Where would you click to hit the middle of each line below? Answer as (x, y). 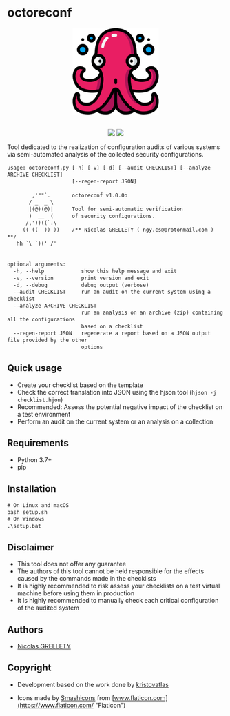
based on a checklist (112, 326)
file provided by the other (48, 340)
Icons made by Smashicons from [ (66, 697)
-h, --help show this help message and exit (95, 271)
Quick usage (35, 368)
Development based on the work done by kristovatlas (93, 684)
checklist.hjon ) (40, 399)
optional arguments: (37, 264)
